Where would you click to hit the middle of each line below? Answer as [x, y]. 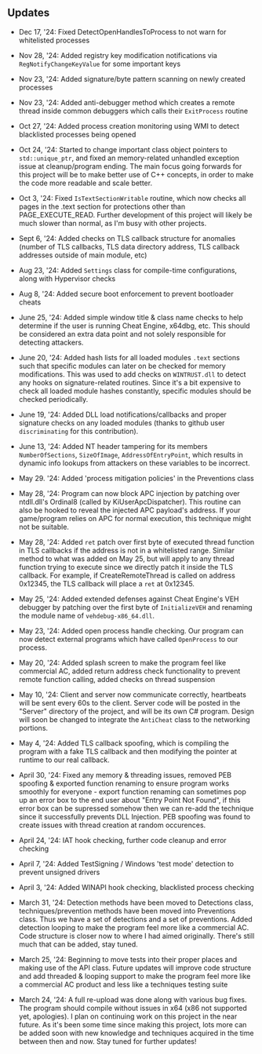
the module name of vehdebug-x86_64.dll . [86, 615]
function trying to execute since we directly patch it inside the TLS [126, 567]
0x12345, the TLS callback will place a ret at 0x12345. [107, 583]
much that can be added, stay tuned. [78, 944]
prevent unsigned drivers [59, 872]
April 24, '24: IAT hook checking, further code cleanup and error [122, 840]
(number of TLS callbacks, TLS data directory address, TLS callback [129, 246]
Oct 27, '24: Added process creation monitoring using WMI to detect [129, 126]
